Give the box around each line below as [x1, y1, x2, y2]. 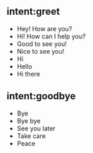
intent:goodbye [6, 90, 76, 102]
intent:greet [6, 6, 61, 18]
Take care [16, 131, 46, 140]
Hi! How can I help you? [16, 32, 86, 40]
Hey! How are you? [16, 24, 73, 33]
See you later [16, 124, 56, 132]
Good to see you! [16, 39, 68, 48]
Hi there [16, 69, 40, 78]
